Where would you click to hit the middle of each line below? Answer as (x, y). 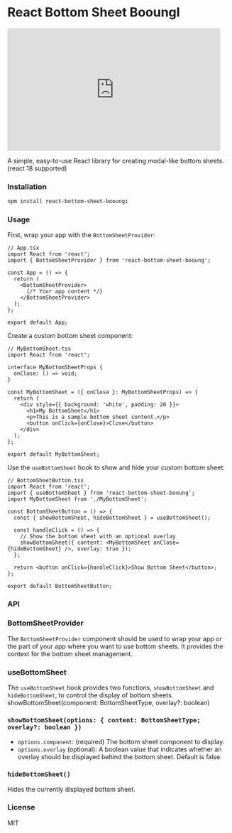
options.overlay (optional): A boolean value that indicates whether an (120, 749)
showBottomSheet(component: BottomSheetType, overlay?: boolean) (109, 702)
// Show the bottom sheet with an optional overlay (98, 537)
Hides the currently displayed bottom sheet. (72, 789)
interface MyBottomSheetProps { (55, 367)
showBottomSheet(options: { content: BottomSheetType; (104, 720)
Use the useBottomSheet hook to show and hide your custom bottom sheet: (116, 468)
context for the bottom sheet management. (70, 653)
